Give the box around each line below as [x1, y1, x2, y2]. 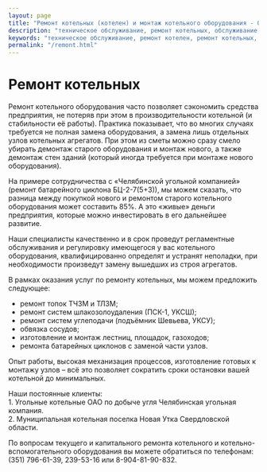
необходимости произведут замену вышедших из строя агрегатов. [8, 259, 238, 269]
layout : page [8, 11, 52, 20]
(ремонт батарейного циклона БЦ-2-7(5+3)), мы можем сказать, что [8, 185, 242, 195]
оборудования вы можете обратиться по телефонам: [72, 447, 254, 456]
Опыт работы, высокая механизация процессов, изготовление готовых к [8, 357, 257, 366]
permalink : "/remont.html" [8, 41, 98, 49]
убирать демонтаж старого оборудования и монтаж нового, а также [8, 144, 242, 154]
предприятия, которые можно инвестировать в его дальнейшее [8, 210, 227, 220]
